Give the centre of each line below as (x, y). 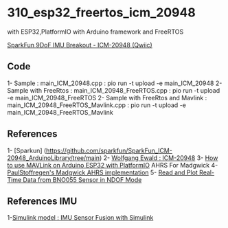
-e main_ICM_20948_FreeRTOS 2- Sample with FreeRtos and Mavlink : (107, 98)
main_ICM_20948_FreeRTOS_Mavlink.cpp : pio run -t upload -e (97, 105)
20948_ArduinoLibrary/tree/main (54, 158)
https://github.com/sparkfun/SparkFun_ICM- (109, 150)
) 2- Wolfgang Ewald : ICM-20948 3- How (159, 158)
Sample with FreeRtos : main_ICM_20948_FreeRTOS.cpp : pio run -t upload (114, 90)
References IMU (42, 201)
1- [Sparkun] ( (27, 150)
